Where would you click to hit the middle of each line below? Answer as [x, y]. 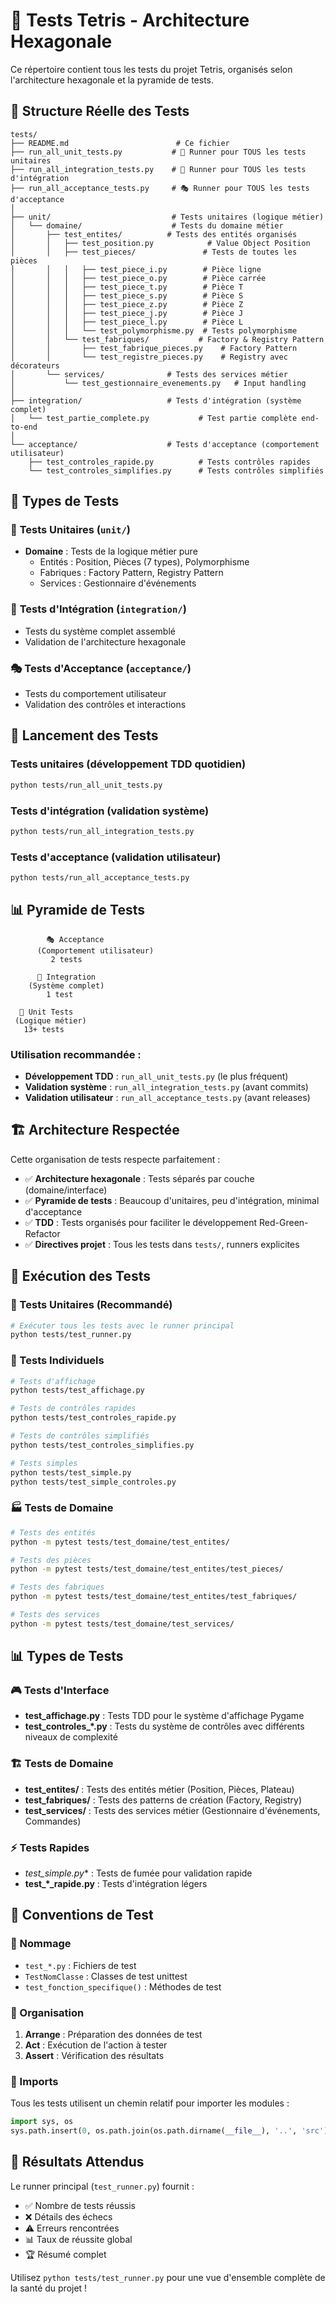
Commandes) [53, 1821]
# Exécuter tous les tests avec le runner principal [122, 1325]
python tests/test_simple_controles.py [93, 1482]
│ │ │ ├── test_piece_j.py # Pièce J [127, 313]
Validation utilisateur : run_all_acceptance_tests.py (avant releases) [167, 1098]
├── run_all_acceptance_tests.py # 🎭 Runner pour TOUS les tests [160, 188]
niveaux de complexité [71, 1737]
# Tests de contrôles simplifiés [80, 1436]
